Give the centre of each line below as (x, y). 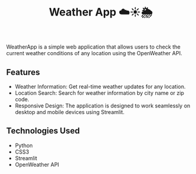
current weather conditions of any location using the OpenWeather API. (94, 53)
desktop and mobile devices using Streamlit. (70, 112)
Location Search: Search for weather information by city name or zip (99, 93)
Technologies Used (43, 131)
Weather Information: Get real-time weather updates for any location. (100, 86)
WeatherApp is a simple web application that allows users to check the (94, 47)
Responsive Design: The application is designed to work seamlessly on (102, 106)
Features (23, 72)
